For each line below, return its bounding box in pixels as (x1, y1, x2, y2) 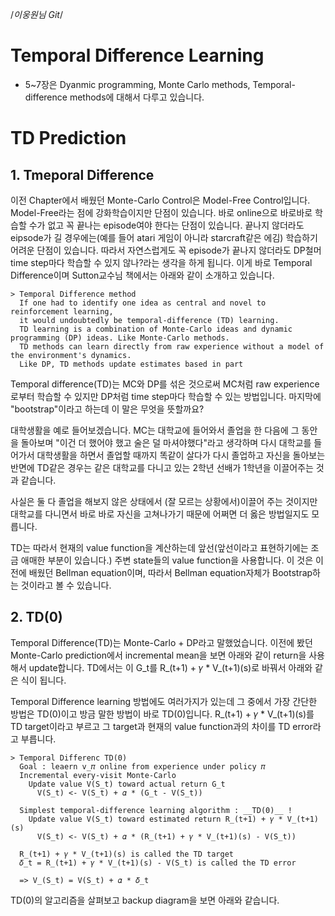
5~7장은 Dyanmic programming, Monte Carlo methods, (24, 78, 251, 90)
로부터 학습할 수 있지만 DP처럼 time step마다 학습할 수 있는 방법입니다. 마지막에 (10, 390, 322, 402)
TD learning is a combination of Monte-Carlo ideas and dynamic (19, 324, 293, 334)
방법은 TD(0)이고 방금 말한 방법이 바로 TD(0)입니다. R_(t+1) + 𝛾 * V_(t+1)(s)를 (10, 708, 315, 720)
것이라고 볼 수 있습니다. (20, 579, 112, 591)
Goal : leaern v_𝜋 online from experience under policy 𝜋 (19, 761, 266, 772)
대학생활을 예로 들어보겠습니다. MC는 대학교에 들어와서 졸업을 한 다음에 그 (10, 424, 300, 436)
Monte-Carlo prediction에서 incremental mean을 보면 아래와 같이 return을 (10, 649, 307, 661)
